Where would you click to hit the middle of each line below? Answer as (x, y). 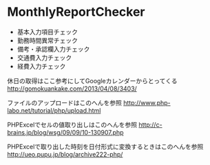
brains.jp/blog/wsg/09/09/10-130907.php (65, 132)
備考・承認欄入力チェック (53, 49)
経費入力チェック (41, 66)
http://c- (151, 124)
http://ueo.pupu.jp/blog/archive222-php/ (65, 154)
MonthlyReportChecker (76, 12)
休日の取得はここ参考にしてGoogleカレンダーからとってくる (92, 80)
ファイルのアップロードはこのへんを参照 (64, 102)
